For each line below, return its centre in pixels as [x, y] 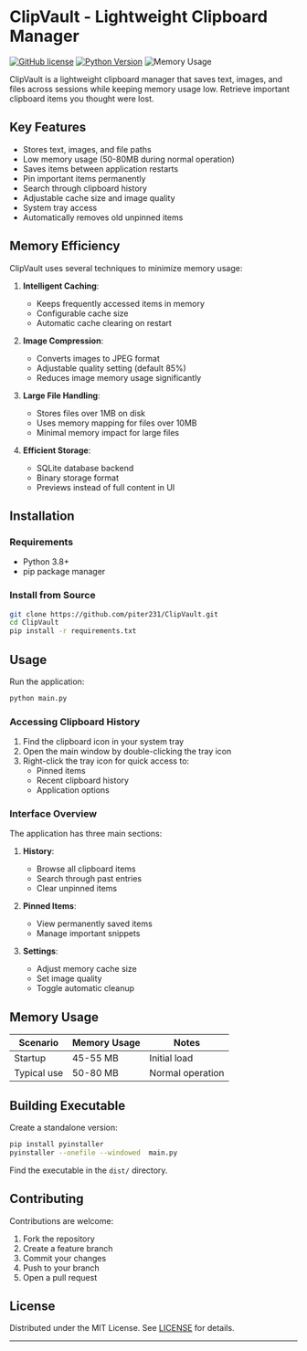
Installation [42, 516]
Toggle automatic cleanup [85, 988]
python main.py [38, 698]
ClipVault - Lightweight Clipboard [138, 17]
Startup [30, 1059]
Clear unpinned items [76, 889]
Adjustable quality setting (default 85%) [111, 368]
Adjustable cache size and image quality [99, 197]
